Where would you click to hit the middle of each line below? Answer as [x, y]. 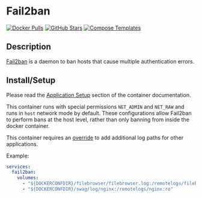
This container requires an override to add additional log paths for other [95, 138]
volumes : [28, 178]
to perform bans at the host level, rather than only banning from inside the [98, 120]
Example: [18, 156]
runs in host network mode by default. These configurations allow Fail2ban [99, 113]
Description [29, 47]
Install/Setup [31, 81]
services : [19, 167]
